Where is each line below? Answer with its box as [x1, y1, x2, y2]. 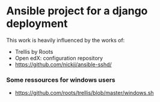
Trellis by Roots [14, 48, 54, 55]
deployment [6, 17, 68, 30]
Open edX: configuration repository [14, 54, 103, 61]
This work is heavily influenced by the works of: [6, 36, 125, 44]
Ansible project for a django [6, 4, 148, 18]
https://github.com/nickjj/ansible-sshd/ [14, 61, 112, 68]
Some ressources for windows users [6, 76, 115, 84]
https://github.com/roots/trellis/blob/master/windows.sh [14, 89, 155, 97]
